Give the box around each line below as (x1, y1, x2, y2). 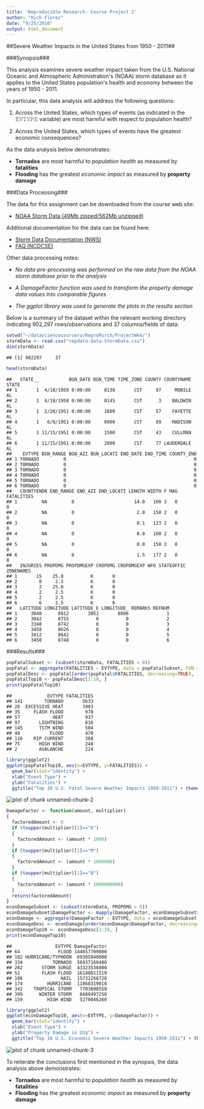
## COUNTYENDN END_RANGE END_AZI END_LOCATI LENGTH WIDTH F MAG (6, 488, 178, 494)
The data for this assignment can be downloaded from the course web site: (6, 201, 195, 208)
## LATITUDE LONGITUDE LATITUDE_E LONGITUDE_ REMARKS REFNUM (6, 605, 170, 611)
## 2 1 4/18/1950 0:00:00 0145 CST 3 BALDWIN (6, 398, 191, 404)
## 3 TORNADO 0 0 (6, 466, 197, 473)
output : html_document (6, 26, 64, 32)
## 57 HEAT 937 (6, 714, 94, 720)
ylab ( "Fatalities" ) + (12, 779, 67, 786)
